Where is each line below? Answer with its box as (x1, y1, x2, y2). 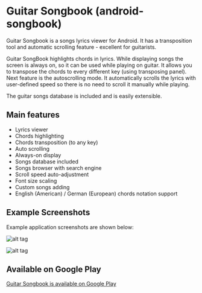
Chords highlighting (14, 132, 65, 139)
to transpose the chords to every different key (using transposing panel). (6, 68, 187, 75)
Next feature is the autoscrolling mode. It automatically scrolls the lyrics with (6, 74, 196, 81)
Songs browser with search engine (14, 164, 102, 171)
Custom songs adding (14, 183, 70, 191)
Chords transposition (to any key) (14, 139, 98, 146)
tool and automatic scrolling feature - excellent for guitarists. (6, 43, 157, 51)
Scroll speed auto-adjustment (14, 171, 89, 178)
